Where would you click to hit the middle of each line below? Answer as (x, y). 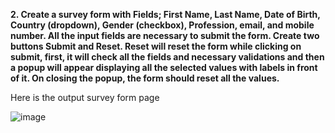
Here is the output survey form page (85, 97)
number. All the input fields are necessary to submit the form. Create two (165, 35)
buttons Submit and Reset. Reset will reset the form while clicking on (156, 46)
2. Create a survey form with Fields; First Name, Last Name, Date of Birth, (165, 14)
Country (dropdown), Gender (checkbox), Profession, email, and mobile (162, 25)
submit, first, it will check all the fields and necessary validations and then (167, 57)
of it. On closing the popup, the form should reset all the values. (145, 78)
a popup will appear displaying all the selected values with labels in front (164, 67)
